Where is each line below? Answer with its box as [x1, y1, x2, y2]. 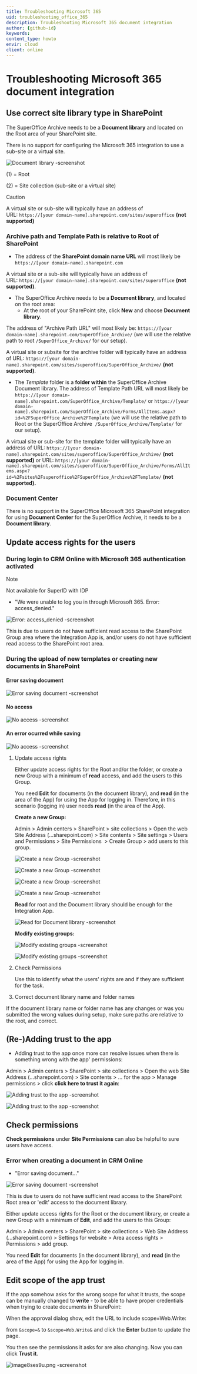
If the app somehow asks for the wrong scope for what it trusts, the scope [6, 1291, 186, 1298]
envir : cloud [6, 42, 38, 48]
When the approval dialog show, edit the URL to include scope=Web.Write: [6, 1315, 187, 1322]
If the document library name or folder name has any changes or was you [6, 1005, 184, 1012]
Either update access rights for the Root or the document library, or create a [6, 1210, 190, 1217]
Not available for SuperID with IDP [6, 587, 89, 594]
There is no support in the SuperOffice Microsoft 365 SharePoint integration [6, 508, 190, 515]
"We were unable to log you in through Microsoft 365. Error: [14, 598, 160, 605]
